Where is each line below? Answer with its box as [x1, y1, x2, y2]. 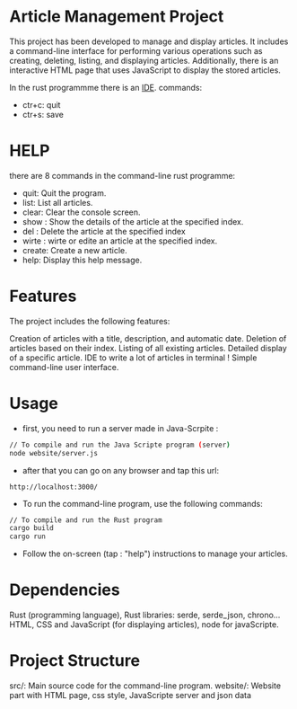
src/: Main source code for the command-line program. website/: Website [9, 680, 281, 691]
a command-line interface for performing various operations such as [9, 45, 263, 56]
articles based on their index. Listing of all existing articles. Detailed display [9, 342, 287, 353]
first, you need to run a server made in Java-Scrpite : [22, 422, 219, 433]
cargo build [9, 524, 54, 533]
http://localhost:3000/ [9, 483, 99, 492]
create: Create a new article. [22, 244, 127, 255]
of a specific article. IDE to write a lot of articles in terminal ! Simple [9, 352, 258, 363]
